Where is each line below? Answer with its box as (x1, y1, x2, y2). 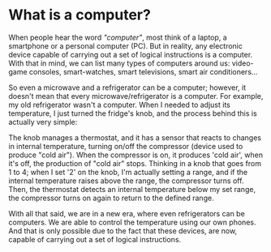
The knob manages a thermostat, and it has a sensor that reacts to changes (8, 132, 262, 143)
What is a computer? (8, 6, 152, 24)
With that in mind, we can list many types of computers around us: (8, 58, 230, 68)
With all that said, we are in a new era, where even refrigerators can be (8, 208, 245, 218)
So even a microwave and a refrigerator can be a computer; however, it (8, 83, 246, 92)
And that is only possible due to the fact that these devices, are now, (8, 225, 238, 236)
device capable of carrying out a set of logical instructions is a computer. (8, 49, 253, 59)
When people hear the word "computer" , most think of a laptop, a (8, 32, 227, 42)
